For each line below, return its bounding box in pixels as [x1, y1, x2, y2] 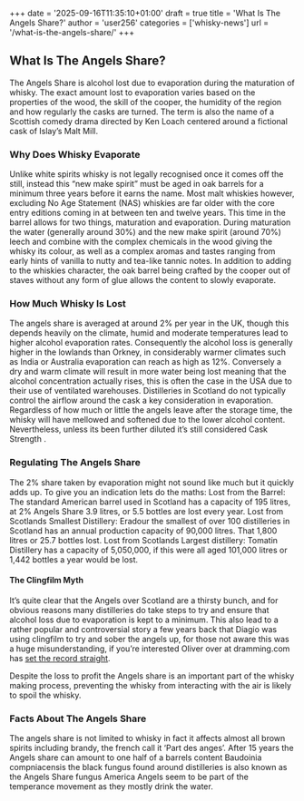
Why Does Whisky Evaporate [9, 148, 141, 161]
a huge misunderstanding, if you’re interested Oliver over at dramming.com [9, 643, 290, 654]
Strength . [9, 434, 47, 444]
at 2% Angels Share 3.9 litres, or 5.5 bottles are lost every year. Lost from [9, 505, 284, 516]
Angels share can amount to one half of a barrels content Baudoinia [9, 752, 262, 763]
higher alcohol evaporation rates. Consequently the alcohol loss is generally [9, 337, 293, 348]
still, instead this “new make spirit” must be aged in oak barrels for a [9, 179, 265, 190]
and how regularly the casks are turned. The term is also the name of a [9, 106, 275, 117]
